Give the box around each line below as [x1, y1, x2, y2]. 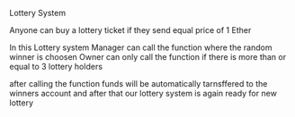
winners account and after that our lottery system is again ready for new [9, 88, 277, 98]
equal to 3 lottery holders [9, 62, 103, 71]
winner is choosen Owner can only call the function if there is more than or [9, 52, 286, 62]
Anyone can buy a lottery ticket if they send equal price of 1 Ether [9, 25, 252, 35]
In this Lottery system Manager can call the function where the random [9, 42, 273, 53]
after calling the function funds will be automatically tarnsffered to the [9, 79, 268, 88]
